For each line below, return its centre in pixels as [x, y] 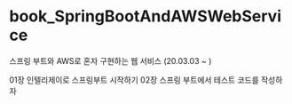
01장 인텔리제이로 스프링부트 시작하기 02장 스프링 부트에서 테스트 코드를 [134, 80]
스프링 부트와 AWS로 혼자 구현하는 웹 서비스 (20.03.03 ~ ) [110, 60]
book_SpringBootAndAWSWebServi [146, 16]
